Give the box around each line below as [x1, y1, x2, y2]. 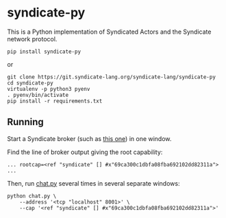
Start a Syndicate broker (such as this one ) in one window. [7, 134, 172, 142]
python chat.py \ [7, 193, 57, 199]
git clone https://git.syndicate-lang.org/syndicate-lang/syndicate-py [7, 74, 216, 80]
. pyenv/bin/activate [7, 91, 69, 98]
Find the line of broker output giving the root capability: [7, 148, 163, 156]
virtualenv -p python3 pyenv [7, 85, 90, 92]
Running [7, 116, 45, 128]
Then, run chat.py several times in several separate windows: [7, 179, 180, 187]
